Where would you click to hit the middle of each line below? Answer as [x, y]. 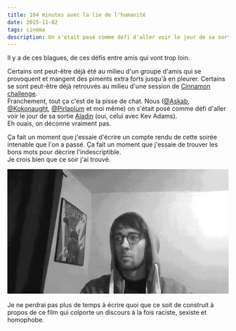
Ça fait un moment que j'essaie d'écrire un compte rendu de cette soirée [112, 137]
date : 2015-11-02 [33, 22]
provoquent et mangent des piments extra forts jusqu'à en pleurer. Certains [117, 79]
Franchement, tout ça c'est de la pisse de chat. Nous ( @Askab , [98, 101]
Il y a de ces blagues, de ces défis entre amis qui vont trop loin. [99, 58]
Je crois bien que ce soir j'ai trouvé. [59, 160]
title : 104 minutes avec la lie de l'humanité [77, 15]
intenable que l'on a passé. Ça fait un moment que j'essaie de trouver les [113, 144]
